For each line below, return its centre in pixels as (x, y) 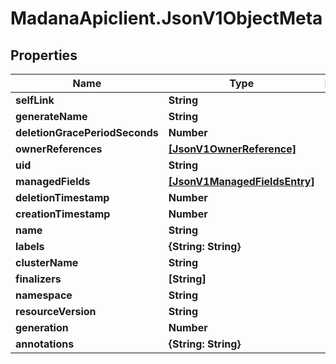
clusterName (47, 262)
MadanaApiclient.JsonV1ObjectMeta (166, 18)
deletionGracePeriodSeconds (87, 132)
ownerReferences (59, 149)
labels (30, 246)
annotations (45, 344)
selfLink (35, 100)
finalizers (38, 279)
